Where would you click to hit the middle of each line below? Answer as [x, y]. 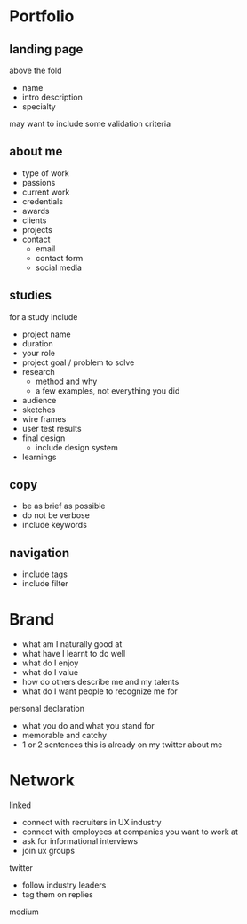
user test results [52, 428]
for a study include [44, 316]
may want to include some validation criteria [90, 123]
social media [59, 267]
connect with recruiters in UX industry [92, 823]
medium [24, 912]
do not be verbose [56, 515]
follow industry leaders [64, 885]
